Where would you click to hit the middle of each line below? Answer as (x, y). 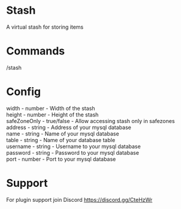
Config (23, 92)
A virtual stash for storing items (45, 27)
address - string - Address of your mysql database (69, 127)
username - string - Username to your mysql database (73, 146)
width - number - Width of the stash (51, 108)
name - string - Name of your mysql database (63, 133)
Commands (36, 51)
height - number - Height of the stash (52, 115)
